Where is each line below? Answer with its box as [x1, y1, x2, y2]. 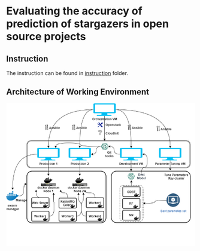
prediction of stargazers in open [6, 17, 169, 31]
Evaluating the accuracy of [6, 4, 143, 18]
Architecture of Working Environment [6, 87, 150, 97]
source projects [6, 30, 86, 43]
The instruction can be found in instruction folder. [6, 70, 129, 76]
